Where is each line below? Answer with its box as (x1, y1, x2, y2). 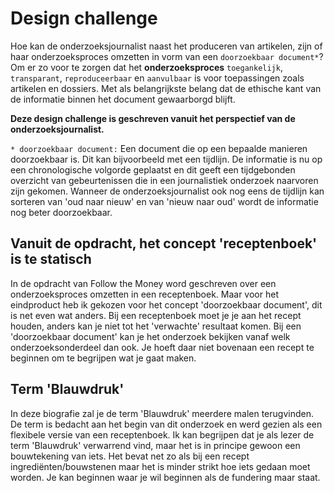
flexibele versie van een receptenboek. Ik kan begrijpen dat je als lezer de (10, 428, 315, 441)
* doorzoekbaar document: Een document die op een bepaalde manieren (10, 142, 308, 154)
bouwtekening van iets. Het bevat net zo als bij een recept (10, 450, 250, 462)
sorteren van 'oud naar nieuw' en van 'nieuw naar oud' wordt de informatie (10, 195, 319, 207)
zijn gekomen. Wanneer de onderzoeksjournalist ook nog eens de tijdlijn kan (10, 185, 325, 197)
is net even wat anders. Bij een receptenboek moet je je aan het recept (10, 309, 302, 321)
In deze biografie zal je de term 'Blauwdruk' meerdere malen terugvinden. (10, 407, 314, 419)
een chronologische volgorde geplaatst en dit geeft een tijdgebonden (10, 163, 296, 176)
